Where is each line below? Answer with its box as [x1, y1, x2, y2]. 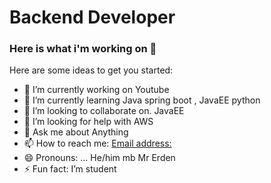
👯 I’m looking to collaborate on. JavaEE [23, 105, 185, 117]
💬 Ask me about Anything [23, 126, 129, 138]
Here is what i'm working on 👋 [9, 42, 157, 56]
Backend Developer [9, 6, 176, 29]
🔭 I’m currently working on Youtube [23, 84, 170, 96]
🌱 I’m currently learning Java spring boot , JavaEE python [23, 94, 261, 106]
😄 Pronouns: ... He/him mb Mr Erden [23, 152, 176, 164]
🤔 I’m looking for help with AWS [23, 116, 154, 128]
